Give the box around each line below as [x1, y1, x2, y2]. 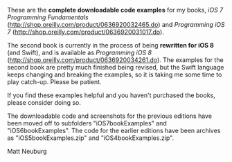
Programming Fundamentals [7, 13, 89, 21]
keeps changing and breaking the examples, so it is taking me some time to [7, 70, 222, 79]
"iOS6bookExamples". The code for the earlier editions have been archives [7, 127, 221, 134]
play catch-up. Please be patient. [7, 78, 102, 85]
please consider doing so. [7, 99, 81, 106]
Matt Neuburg [7, 148, 47, 155]
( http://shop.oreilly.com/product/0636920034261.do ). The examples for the [7, 56, 224, 64]
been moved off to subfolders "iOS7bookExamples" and [7, 119, 168, 127]
